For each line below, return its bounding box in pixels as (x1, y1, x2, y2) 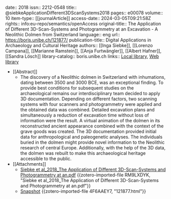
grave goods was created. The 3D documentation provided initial (20, 128, 157, 135)
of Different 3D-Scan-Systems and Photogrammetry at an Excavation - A (5, 26, 158, 32)
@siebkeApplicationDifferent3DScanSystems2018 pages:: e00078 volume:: (5, 10, 163, 16)
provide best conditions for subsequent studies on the (20, 85, 134, 91)
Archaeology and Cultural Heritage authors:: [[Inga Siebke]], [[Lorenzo (5, 42, 153, 48)
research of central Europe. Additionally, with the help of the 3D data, (20, 145, 166, 150)
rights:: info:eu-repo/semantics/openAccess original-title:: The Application (5, 20, 161, 27)
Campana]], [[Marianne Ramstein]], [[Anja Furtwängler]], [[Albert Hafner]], (5, 48, 162, 54)
